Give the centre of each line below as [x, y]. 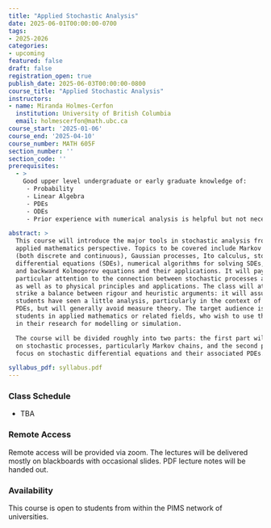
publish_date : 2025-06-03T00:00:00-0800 [77, 83]
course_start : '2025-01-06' [56, 129]
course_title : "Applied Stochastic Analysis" [86, 91]
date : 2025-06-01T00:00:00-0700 [63, 23]
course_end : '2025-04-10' [52, 136]
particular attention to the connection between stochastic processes [137, 279]
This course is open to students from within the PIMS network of [116, 508]
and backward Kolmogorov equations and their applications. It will [133, 271]
